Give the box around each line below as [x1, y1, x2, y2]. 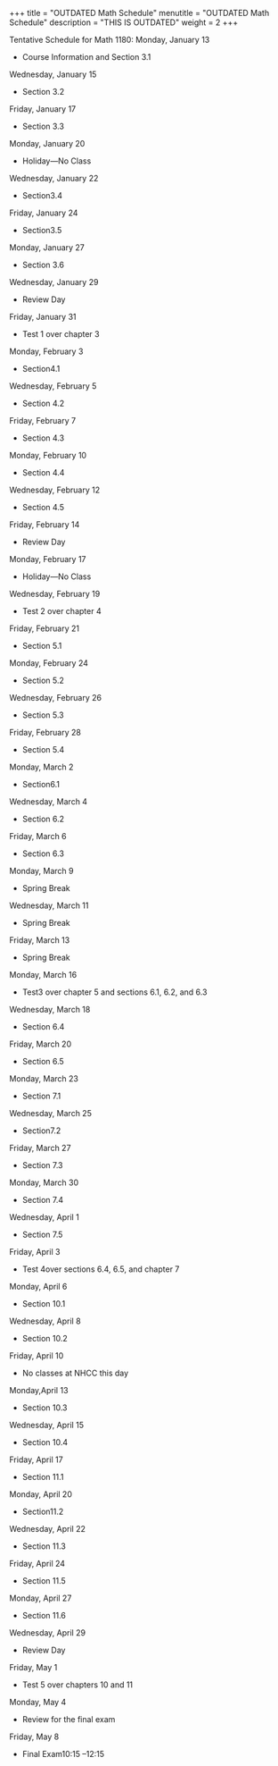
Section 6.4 [21, 1022, 65, 1031]
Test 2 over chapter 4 [21, 606, 102, 616]
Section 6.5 [21, 1056, 64, 1066]
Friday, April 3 [9, 1247, 61, 1257]
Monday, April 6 [9, 1282, 68, 1291]
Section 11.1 [21, 1472, 64, 1482]
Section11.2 [21, 1506, 64, 1517]
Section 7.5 [21, 1229, 63, 1240]
